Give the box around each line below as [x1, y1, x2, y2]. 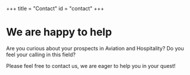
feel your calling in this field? [6, 51, 76, 58]
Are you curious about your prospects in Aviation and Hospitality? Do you [6, 45, 184, 52]
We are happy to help [6, 26, 112, 39]
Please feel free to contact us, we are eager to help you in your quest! [6, 62, 176, 69]
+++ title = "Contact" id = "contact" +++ [6, 5, 104, 12]
